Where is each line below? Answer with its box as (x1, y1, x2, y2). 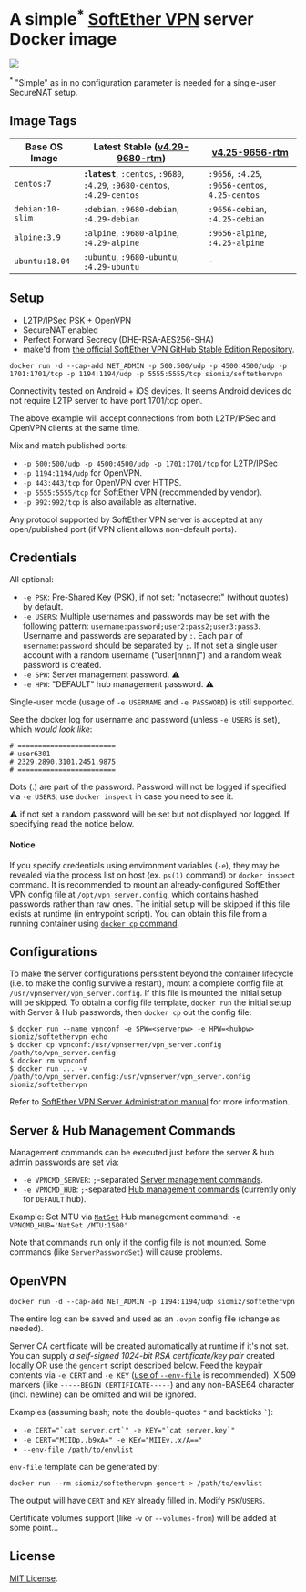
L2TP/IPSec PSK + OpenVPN (22, 314, 132, 325)
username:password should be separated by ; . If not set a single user (22, 640, 278, 652)
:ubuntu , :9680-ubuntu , (83, 250, 180, 262)
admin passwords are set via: (9, 1156, 120, 1167)
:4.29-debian (83, 213, 139, 224)
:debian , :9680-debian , (83, 202, 180, 215)
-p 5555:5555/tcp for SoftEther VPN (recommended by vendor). (22, 487, 262, 498)
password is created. (22, 660, 102, 671)
